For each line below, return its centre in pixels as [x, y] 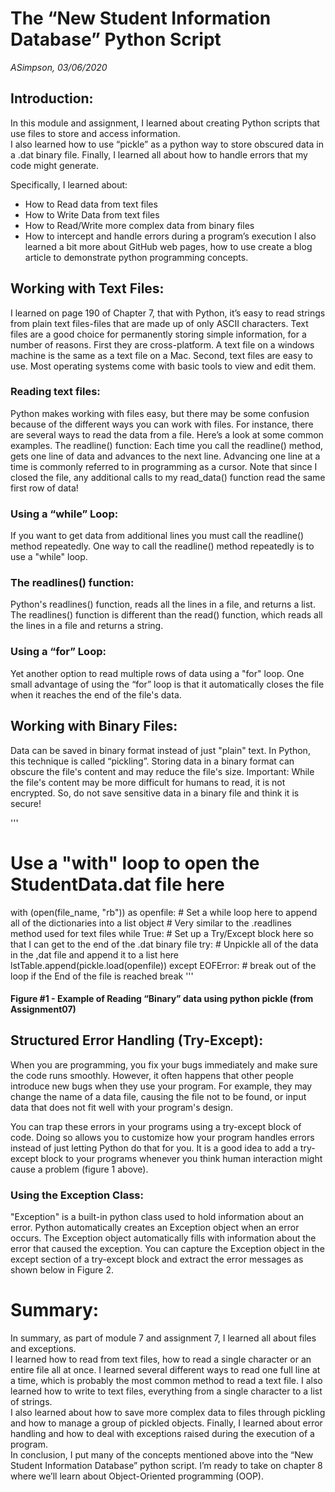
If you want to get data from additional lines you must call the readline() [157, 536]
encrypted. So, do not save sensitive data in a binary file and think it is [155, 793]
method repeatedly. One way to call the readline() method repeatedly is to [162, 546]
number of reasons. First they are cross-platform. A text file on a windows [162, 344]
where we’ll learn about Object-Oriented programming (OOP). [137, 1476]
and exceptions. [43, 1349]
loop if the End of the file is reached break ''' [102, 976]
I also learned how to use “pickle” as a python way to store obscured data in [167, 144]
